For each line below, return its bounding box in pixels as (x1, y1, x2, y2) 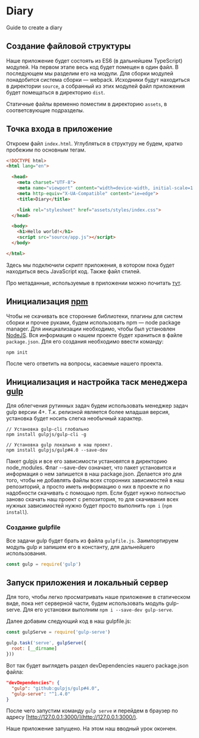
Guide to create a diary (6, 24, 63, 31)
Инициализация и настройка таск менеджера (6, 377, 188, 387)
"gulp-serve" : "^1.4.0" (11, 691, 70, 697)
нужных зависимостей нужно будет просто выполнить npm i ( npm (6, 502, 172, 510)
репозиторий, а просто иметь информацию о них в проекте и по (6, 483, 171, 490)
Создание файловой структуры (6, 41, 131, 51)
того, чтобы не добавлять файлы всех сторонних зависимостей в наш (6, 477, 185, 484)
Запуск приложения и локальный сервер (6, 578, 169, 588)
